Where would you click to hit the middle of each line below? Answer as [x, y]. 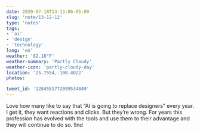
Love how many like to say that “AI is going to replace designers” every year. [100, 106]
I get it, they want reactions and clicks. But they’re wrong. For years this [94, 112]
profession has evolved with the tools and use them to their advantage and [98, 119]
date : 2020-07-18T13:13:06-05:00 [48, 12]
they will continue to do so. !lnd [45, 125]
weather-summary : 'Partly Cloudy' [49, 61]
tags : [13, 28]
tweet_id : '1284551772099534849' [48, 89]
